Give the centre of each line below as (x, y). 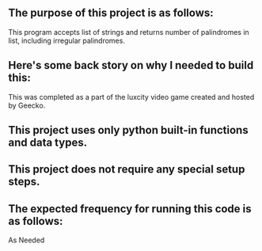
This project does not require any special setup (127, 169)
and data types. (48, 143)
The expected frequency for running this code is (130, 209)
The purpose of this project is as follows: (111, 13)
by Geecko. (27, 105)
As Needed (27, 240)
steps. (24, 182)
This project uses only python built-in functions (128, 130)
